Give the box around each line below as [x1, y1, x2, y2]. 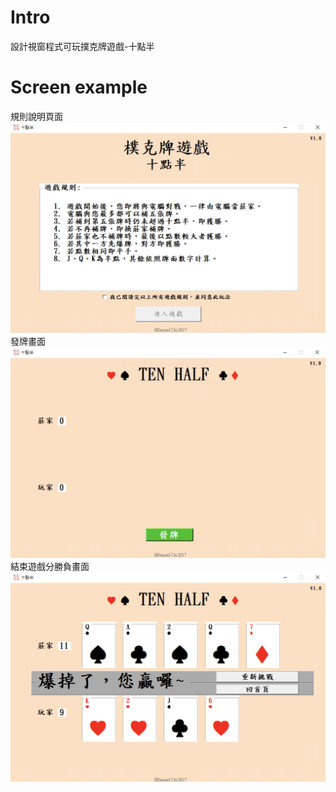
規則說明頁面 [10, 110, 63, 122]
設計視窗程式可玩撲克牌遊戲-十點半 [10, 40, 155, 52]
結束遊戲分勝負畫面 [10, 560, 90, 572]
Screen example [10, 76, 148, 99]
